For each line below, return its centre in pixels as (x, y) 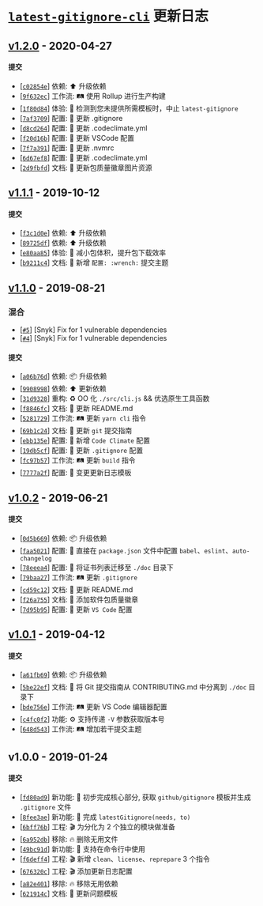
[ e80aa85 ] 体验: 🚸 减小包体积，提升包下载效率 (93, 253)
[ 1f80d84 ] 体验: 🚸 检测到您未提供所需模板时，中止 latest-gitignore (129, 108)
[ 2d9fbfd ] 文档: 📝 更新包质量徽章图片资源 (86, 168)
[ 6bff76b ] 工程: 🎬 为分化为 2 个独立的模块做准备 (97, 827)
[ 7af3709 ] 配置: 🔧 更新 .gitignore (71, 118)
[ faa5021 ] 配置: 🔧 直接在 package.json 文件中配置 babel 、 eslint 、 (126, 550)
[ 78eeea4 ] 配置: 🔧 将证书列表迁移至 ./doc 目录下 (96, 567)
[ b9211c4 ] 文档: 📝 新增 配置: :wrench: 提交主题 (94, 262)
